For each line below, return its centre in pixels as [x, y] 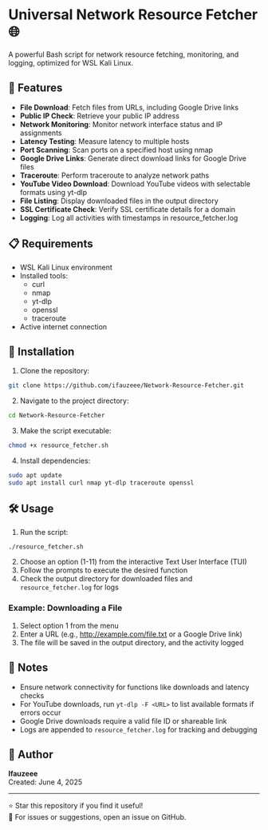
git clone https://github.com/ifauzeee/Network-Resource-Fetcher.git [126, 385]
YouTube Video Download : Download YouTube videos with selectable [135, 184]
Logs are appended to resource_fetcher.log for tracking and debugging [138, 729]
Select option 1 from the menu [69, 625]
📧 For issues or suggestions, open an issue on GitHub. [97, 817]
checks [32, 695]
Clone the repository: [55, 371]
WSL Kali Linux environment [66, 267]
